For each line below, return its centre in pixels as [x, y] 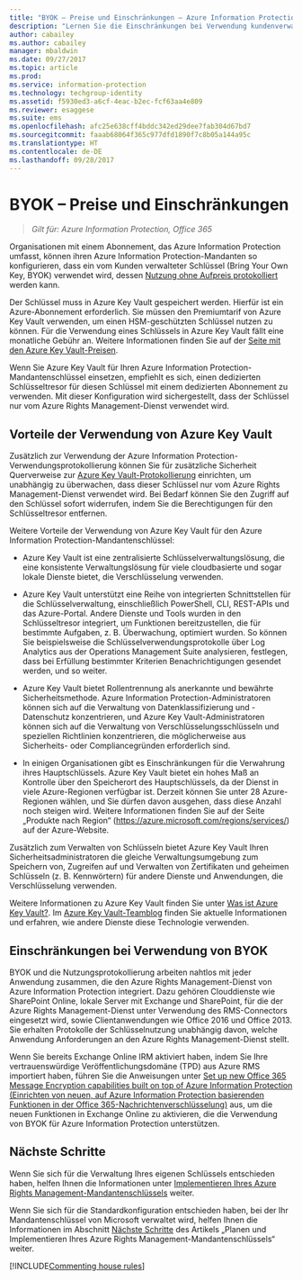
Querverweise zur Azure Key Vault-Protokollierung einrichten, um [130, 475]
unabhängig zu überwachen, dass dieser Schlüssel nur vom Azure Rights [145, 485]
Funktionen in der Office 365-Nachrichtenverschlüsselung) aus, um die [141, 1104]
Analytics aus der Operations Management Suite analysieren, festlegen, [155, 652]
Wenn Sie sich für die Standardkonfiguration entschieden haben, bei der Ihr [149, 1210]
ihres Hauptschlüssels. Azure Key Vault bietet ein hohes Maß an [140, 773]
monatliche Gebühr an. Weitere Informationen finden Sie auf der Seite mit [145, 341]
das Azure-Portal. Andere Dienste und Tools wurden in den [131, 614]
